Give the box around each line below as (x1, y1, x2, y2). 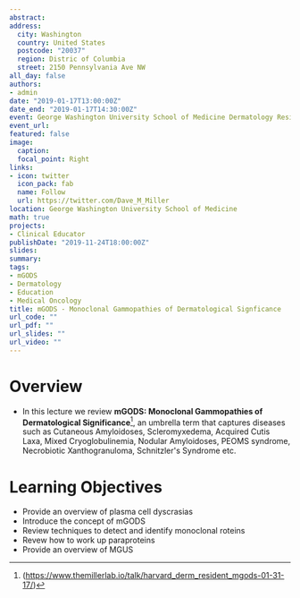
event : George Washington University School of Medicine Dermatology (9, 113, 274, 122)
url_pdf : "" (9, 321, 54, 330)
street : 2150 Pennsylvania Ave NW (17, 64, 146, 73)
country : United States (17, 38, 105, 47)
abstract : (9, 13, 46, 22)
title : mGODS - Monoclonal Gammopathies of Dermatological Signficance (9, 304, 281, 313)
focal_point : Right (17, 154, 90, 164)
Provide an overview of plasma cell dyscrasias (21, 507, 194, 517)
